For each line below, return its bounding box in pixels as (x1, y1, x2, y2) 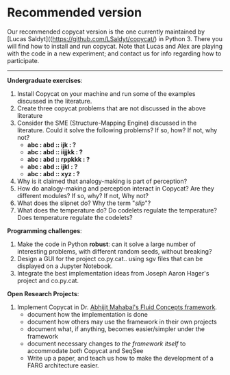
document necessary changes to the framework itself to (27, 339, 186, 348)
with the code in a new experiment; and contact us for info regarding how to (7, 49, 222, 58)
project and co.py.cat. (16, 276, 79, 285)
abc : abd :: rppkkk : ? (27, 155, 90, 163)
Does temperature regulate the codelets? (16, 213, 133, 221)
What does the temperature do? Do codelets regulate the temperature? (16, 206, 218, 214)
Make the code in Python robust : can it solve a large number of (16, 240, 196, 248)
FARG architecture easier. (27, 361, 99, 370)
